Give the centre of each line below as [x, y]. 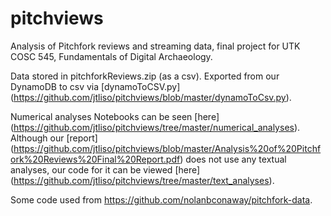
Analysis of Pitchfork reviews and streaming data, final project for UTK [155, 46]
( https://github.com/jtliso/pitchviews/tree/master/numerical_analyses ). [155, 127]
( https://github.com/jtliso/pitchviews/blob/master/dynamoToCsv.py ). [151, 97]
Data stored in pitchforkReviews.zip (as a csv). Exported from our [145, 76]
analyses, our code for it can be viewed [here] [105, 169]
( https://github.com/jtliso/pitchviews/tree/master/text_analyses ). [142, 180]
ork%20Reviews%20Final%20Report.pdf [95, 159]
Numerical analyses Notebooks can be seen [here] [115, 116]
